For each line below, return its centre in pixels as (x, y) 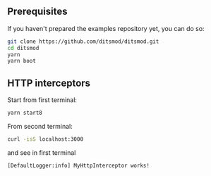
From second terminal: (40, 126)
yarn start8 (25, 113)
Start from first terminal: (42, 100)
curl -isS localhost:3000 (45, 139)
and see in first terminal (42, 152)
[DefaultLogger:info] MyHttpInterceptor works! (79, 165)
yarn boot (22, 61)
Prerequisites (37, 12)
